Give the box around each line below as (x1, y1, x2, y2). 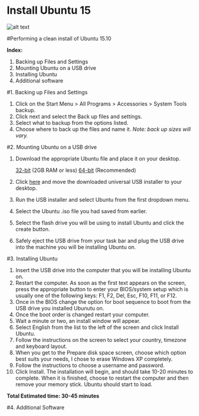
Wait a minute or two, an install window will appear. (15, 317, 141, 324)
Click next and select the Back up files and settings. (15, 113, 143, 120)
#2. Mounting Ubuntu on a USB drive (7, 143, 97, 150)
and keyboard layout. (15, 343, 68, 350)
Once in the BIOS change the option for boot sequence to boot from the (15, 298, 191, 305)
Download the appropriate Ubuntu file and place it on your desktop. (15, 155, 181, 162)
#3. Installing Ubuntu (7, 255, 58, 262)
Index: (7, 46, 23, 54)
